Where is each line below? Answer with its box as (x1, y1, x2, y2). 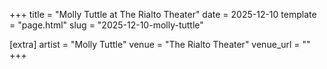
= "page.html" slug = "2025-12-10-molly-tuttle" (9, 19, 204, 31)
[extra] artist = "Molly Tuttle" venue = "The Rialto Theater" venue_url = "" (9, 39, 311, 50)
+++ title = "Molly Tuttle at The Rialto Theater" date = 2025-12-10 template (9, 9, 317, 20)
